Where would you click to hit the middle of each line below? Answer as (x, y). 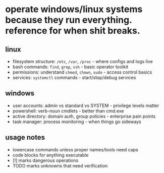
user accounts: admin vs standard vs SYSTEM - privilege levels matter (86, 105)
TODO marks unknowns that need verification (60, 165)
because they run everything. (69, 20)
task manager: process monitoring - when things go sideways (77, 122)
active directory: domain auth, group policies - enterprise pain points (84, 116)
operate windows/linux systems (74, 9)
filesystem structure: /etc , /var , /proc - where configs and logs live (83, 61)
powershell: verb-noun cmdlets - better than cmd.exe (68, 111)
